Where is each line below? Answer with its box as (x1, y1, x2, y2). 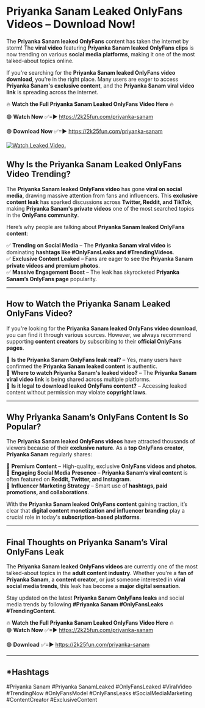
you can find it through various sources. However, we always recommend (6, 331, 191, 338)
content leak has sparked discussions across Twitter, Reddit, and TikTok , (6, 198, 193, 206)
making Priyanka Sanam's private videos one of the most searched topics (6, 205, 195, 212)
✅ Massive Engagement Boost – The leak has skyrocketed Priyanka (6, 268, 180, 276)
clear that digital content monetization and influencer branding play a (6, 507, 185, 514)
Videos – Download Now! (6, 17, 136, 31)
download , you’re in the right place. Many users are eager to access (6, 75, 179, 83)
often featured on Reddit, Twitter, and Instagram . (6, 476, 131, 483)
